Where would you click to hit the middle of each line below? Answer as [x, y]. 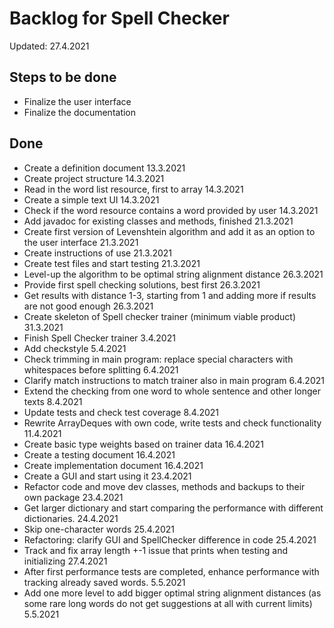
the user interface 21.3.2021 [81, 242]
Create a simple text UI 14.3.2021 [91, 199]
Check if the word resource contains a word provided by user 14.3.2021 [171, 210]
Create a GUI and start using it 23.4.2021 [107, 476]
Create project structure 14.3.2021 [94, 178]
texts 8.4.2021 [53, 401]
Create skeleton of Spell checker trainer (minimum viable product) [160, 316]
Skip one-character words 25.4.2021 [99, 529]
